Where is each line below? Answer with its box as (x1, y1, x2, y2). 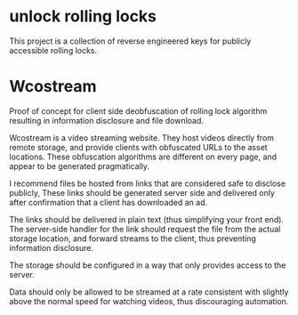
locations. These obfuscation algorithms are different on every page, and (9, 151, 278, 162)
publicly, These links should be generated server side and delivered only (9, 187, 276, 198)
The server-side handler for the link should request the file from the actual (9, 223, 281, 234)
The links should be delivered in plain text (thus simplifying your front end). (9, 214, 285, 224)
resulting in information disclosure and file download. (9, 115, 205, 125)
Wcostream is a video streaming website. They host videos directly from (9, 132, 274, 143)
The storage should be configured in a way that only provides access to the (9, 260, 286, 271)
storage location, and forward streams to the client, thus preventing (9, 233, 256, 244)
